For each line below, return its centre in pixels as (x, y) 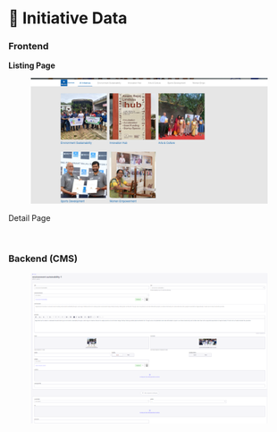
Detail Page (29, 217)
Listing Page (32, 65)
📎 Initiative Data (68, 18)
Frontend (29, 47)
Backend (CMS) (43, 258)
